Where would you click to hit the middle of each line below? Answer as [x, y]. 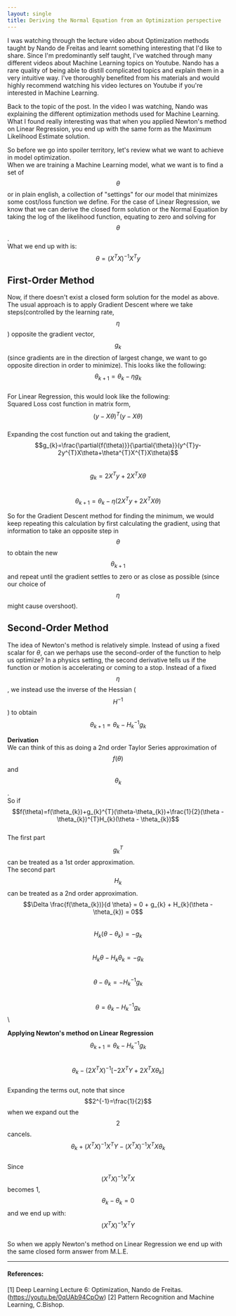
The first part [26, 837]
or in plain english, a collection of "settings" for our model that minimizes [112, 194]
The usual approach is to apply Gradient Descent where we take [100, 304]
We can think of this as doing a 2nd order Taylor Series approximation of [112, 747]
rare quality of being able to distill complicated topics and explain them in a [116, 70]
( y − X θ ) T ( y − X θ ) [118, 415]
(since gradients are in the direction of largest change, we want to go [107, 357]
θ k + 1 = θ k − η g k [118, 377]
